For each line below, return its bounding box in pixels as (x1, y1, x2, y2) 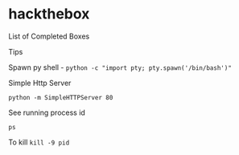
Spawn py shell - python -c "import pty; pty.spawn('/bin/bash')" (8, 62, 232, 72)
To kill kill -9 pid (8, 137, 70, 147)
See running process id (8, 108, 86, 117)
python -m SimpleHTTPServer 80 (8, 93, 113, 101)
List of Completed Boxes (8, 31, 90, 41)
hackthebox (8, 5, 90, 23)
